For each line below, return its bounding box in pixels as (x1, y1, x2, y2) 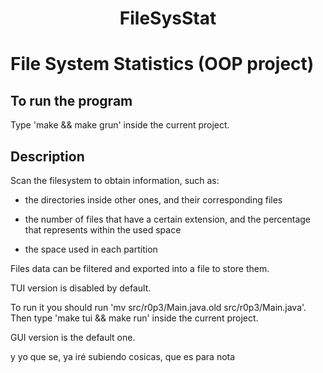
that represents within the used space (24, 224, 182, 236)
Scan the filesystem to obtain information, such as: (10, 175, 220, 186)
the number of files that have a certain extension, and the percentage (24, 213, 312, 225)
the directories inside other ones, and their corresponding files (24, 194, 283, 206)
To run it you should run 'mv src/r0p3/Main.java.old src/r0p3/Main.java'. (10, 302, 307, 313)
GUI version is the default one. (10, 332, 136, 343)
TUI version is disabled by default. (10, 282, 152, 294)
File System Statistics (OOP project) (10, 53, 315, 76)
